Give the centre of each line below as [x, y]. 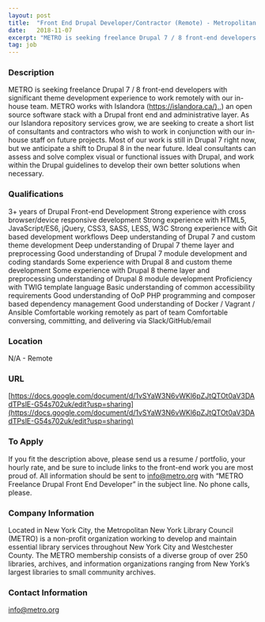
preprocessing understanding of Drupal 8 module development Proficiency [131, 278]
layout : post [30, 15]
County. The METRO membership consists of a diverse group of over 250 [128, 555]
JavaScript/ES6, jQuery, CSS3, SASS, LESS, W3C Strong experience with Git [133, 228]
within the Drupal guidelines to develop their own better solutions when [124, 165]
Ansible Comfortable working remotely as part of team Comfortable [118, 312]
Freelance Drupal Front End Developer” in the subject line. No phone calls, [129, 484]
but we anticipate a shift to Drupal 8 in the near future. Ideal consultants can [132, 149]
